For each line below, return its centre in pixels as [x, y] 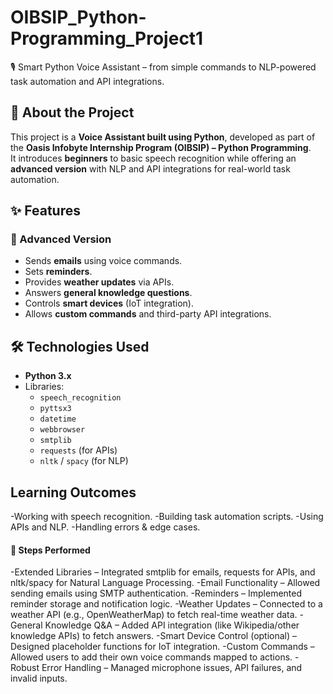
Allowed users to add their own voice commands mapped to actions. [151, 657]
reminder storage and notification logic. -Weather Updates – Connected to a [166, 604]
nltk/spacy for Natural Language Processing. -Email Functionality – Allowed [165, 583]
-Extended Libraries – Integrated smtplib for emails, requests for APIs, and [163, 572]
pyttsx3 [55, 409]
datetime [58, 419]
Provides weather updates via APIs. [99, 282]
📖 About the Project [72, 112]
